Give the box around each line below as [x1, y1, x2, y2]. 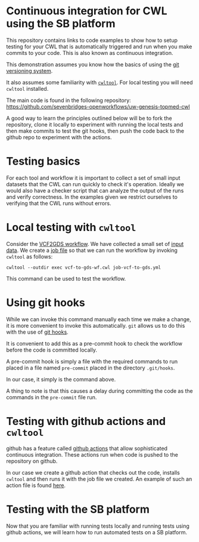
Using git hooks [6, 296, 85, 309]
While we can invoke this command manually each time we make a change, [6, 315, 192, 323]
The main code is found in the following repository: [6, 97, 131, 104]
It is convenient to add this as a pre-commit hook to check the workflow [6, 340, 183, 347]
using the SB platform [6, 17, 116, 30]
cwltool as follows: [6, 252, 53, 260]
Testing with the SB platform [6, 503, 150, 516]
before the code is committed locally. [6, 346, 97, 353]
